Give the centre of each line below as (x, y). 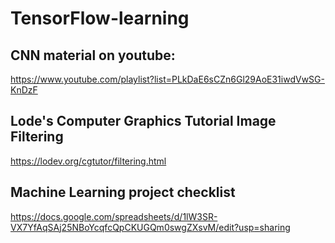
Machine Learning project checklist (123, 192)
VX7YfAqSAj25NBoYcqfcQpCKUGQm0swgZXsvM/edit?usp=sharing (150, 227)
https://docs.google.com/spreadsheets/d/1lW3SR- (114, 216)
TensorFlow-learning (100, 18)
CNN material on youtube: (93, 55)
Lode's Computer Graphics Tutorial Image (143, 121)
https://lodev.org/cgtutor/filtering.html (88, 161)
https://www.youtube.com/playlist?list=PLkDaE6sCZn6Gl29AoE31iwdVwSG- (167, 79)
